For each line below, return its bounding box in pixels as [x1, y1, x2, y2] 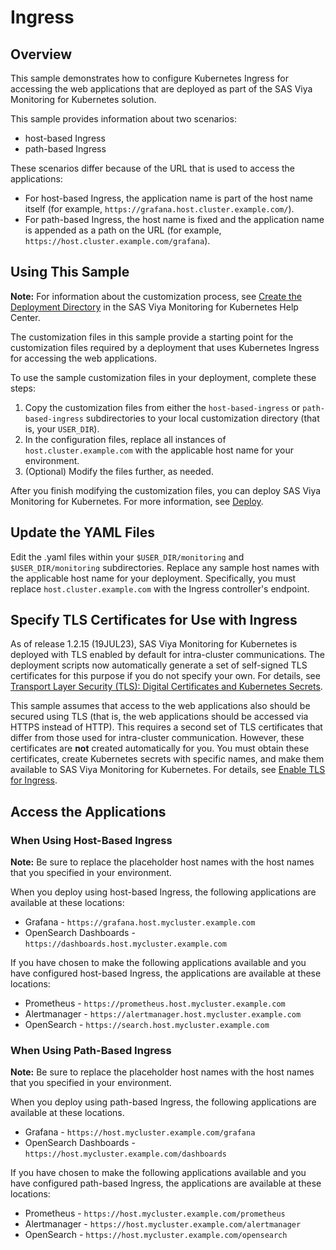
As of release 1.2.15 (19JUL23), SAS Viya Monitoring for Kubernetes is [10, 638, 298, 650]
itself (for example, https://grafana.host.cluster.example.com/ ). [24, 203, 295, 215]
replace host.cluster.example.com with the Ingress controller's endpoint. [10, 582, 310, 595]
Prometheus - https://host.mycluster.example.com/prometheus [24, 1207, 286, 1220]
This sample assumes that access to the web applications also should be [10, 700, 311, 712]
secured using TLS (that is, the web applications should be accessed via [10, 711, 309, 723]
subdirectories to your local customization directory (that [85, 412, 320, 424]
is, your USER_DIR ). [24, 422, 100, 435]
